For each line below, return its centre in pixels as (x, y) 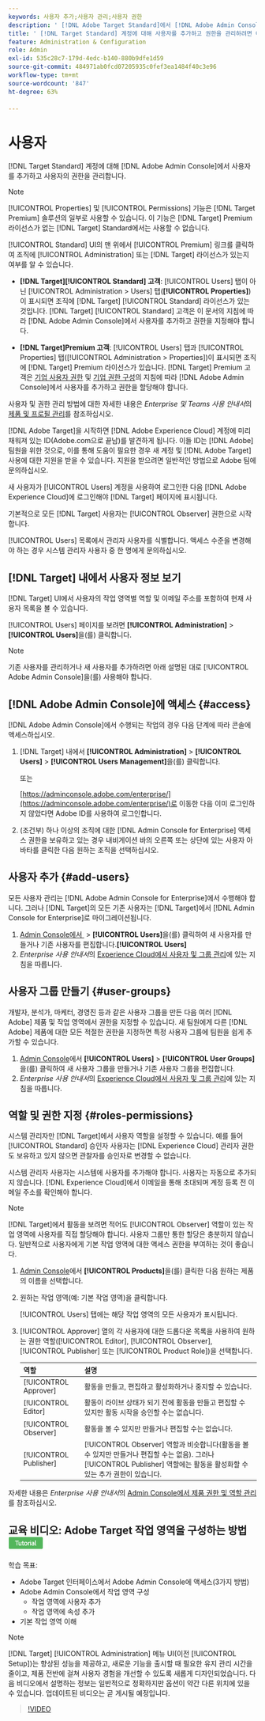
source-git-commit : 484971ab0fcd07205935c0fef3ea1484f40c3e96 (112, 67)
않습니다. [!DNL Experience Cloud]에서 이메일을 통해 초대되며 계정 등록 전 (131, 1182)
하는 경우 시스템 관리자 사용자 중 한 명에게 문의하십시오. (101, 551)
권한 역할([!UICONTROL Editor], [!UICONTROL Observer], (120, 1341)
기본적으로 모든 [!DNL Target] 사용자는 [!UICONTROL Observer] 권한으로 (123, 514)
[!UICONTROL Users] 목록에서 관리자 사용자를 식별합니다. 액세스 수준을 (119, 540)
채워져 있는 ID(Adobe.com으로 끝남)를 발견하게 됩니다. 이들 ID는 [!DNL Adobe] (131, 441)
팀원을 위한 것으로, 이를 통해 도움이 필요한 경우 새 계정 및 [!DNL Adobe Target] (130, 450)
